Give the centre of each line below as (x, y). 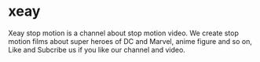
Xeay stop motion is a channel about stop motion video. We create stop (124, 33)
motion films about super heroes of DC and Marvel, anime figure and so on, (130, 41)
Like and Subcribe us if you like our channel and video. (97, 49)
